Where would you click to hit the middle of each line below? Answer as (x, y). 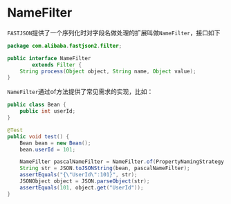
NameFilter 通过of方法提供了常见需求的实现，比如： (80, 92)
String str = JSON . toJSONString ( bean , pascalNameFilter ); (105, 168)
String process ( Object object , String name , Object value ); (108, 71)
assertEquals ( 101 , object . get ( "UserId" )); (82, 187)
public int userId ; (48, 111)
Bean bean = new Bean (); (55, 143)
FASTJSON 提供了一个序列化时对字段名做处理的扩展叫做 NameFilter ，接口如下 (114, 33)
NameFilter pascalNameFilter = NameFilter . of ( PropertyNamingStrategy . (123, 162)
